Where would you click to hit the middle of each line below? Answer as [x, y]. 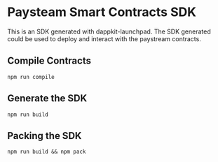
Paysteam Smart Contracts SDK [102, 12]
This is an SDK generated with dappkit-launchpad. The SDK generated [109, 31]
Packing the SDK [45, 136]
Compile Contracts [49, 61]
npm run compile [31, 77]
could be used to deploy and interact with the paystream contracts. [104, 38]
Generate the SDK [47, 98]
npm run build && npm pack [47, 152]
